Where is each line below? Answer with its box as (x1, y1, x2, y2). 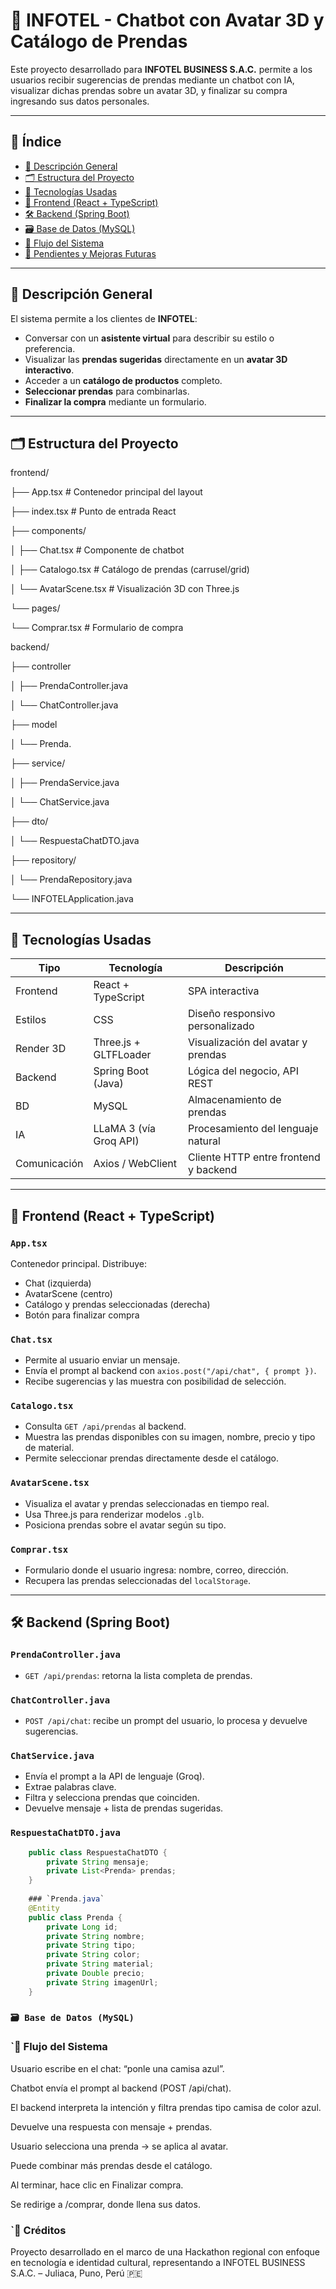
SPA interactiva (187, 984, 260, 998)
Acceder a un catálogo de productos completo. (24, 374, 223, 386)
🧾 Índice (10, 134, 62, 151)
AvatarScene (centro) (24, 1287, 113, 1299)
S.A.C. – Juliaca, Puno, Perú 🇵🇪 (10, 2267, 143, 2279)
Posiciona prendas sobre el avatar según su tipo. (24, 1519, 227, 1531)
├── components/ (10, 525, 87, 537)
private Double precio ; (46, 1969, 145, 1979)
